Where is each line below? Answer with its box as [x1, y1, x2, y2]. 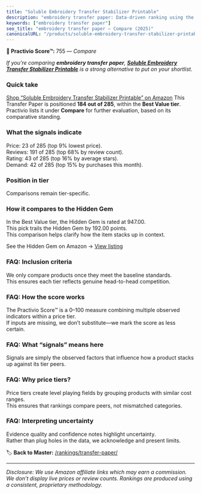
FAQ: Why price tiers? [6, 376, 71, 384]
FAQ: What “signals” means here [6, 340, 104, 349]
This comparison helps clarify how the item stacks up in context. [6, 231, 166, 238]
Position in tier [6, 176, 49, 184]
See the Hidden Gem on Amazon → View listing [6, 242, 123, 250]
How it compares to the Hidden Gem [6, 205, 114, 213]
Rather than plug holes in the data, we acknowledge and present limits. [6, 436, 181, 444]
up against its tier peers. [6, 361, 66, 368]
